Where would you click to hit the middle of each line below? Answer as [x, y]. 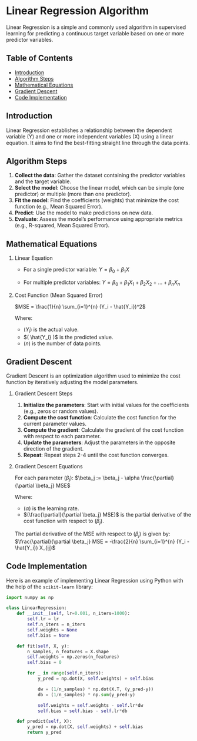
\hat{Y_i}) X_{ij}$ [35, 548]
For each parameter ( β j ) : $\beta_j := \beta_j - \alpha [77, 479]
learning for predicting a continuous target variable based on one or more [95, 33]
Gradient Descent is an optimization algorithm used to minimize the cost [93, 376]
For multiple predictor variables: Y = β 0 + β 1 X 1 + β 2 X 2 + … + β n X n [102, 283]
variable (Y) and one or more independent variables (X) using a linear [90, 136]
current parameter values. [55, 424]
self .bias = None [48, 635]
